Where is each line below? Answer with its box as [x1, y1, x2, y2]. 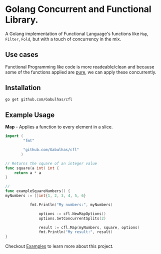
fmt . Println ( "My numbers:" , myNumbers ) [29, 202, 113, 207]
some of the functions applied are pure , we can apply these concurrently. [5, 69, 156, 75]
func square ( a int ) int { [5, 165, 59, 170]
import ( [5, 133, 23, 138]
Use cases [5, 50, 38, 59]
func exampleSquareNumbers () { [5, 188, 70, 193]
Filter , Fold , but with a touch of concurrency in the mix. [5, 36, 121, 42]
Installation [5, 83, 41, 92]
